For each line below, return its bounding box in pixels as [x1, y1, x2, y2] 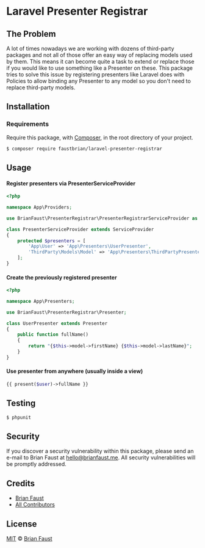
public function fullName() [17, 331, 88, 338]
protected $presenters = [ [17, 237, 86, 244]
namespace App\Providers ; [6, 204, 72, 210]
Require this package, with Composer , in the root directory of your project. [6, 133, 193, 141]
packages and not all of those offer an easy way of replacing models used [6, 51, 193, 59]
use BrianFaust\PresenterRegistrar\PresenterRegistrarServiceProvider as [6, 215, 198, 221]
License [6, 519, 37, 529]
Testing [6, 398, 36, 409]
